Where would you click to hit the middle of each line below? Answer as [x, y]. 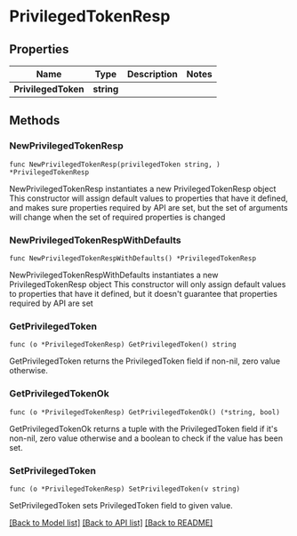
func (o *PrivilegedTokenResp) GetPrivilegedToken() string [123, 345]
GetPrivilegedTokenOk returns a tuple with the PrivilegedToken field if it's [144, 428]
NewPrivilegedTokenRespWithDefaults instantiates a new [114, 275]
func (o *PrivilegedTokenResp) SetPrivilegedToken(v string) [125, 489]
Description [153, 74]
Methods [35, 120]
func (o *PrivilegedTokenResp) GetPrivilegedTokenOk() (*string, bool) [144, 412]
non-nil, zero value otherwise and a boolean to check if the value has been [146, 438]
